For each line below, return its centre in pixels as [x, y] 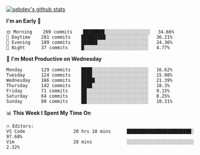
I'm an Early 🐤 [24, 21]
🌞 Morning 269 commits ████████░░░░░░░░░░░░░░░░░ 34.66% [90, 32]
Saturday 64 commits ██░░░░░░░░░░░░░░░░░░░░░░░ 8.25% [88, 96]
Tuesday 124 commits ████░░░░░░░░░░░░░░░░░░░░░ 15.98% [89, 75]
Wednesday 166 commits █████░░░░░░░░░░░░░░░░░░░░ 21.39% [89, 81]
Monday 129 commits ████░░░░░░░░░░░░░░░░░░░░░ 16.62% [89, 70]
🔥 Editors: [20, 126]
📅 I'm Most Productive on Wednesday [54, 59]
